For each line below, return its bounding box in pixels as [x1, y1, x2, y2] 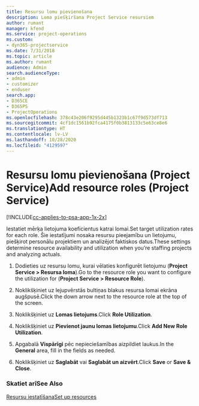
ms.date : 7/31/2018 [6, 48, 55, 54]
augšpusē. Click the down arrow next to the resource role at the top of [14, 293, 187, 300]
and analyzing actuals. [6, 250, 62, 257]
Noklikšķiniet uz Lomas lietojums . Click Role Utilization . [14, 311, 153, 318]
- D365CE [6, 98, 28, 104]
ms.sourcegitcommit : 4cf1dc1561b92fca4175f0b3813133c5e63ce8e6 [6, 120, 168, 126]
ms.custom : [6, 37, 34, 43]
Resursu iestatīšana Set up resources [6, 393, 97, 400]
